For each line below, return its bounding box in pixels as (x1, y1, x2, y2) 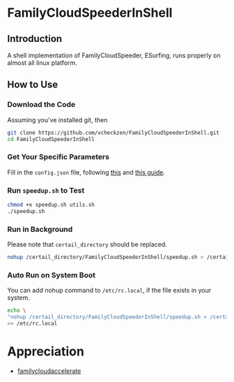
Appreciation (7, 344, 85, 360)
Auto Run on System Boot (7, 270, 96, 280)
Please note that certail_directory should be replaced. (7, 240, 167, 249)
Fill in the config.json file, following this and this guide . (7, 168, 166, 176)
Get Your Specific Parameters (7, 152, 110, 162)
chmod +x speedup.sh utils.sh (7, 201, 95, 209)
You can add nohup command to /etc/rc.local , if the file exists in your (7, 286, 212, 295)
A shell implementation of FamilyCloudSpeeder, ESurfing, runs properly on (7, 51, 221, 59)
